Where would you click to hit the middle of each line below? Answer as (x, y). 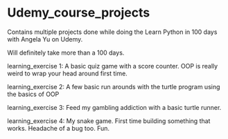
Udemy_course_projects (79, 13)
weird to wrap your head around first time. (68, 73)
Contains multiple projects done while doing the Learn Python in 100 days (112, 32)
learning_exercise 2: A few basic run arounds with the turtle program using (114, 86)
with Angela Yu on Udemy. (45, 39)
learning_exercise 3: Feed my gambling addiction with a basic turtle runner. (114, 107)
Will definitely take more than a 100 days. (66, 53)
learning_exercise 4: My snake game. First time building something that (109, 121)
